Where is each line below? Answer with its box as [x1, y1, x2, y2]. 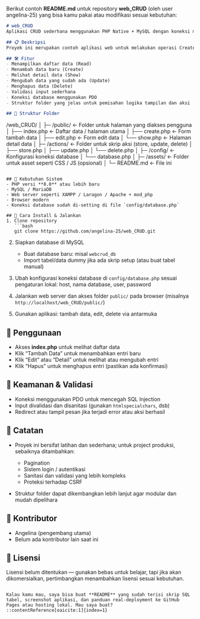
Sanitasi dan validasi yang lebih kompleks [23, 472, 126, 479]
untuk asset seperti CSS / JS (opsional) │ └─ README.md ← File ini [6, 159, 172, 166]
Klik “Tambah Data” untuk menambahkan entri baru [14, 350, 141, 357]
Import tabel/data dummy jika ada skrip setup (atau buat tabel [23, 256, 176, 264]
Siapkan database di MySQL [14, 239, 85, 246]
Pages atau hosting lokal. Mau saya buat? [6, 602, 113, 608]
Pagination [23, 459, 51, 466]
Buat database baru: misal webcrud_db [23, 250, 116, 258]
